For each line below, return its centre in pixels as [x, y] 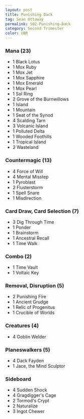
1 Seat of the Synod [33, 115]
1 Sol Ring [23, 94]
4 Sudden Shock [30, 390]
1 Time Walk [25, 243]
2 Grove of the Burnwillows [40, 99]
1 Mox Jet [22, 72]
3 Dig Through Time [33, 222]
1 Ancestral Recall [31, 238]
